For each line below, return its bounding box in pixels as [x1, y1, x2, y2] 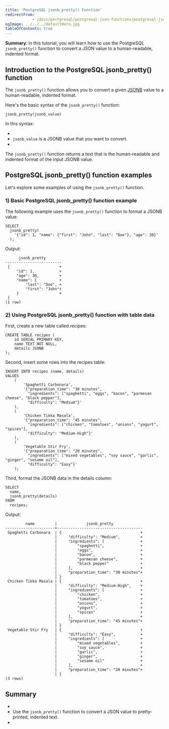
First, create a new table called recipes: [5, 323, 87, 329]
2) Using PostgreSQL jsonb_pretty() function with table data [5, 311, 155, 318]
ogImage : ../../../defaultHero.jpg [5, 21, 80, 27]
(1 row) [5, 300, 22, 305]
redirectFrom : [5, 12, 35, 17]
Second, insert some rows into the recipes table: [5, 359, 106, 366]
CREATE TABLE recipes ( [5, 333, 55, 338]
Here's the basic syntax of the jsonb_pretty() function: [5, 102, 120, 108]
